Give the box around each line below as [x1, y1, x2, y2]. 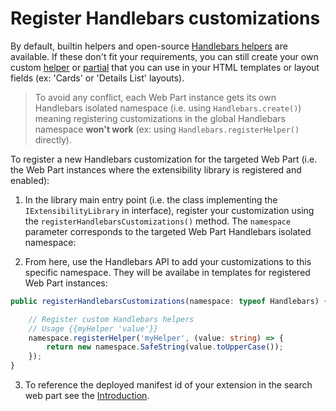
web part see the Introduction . [24, 390, 150, 402]
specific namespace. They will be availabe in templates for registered [24, 266, 311, 278]
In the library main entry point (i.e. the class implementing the [24, 193, 278, 206]
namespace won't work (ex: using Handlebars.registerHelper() [34, 123, 300, 135]
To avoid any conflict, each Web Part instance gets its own [34, 91, 277, 103]
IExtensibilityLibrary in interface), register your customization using [24, 204, 315, 216]
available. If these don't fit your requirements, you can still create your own [10, 50, 319, 62]
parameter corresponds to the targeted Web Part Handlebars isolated [24, 225, 312, 237]
